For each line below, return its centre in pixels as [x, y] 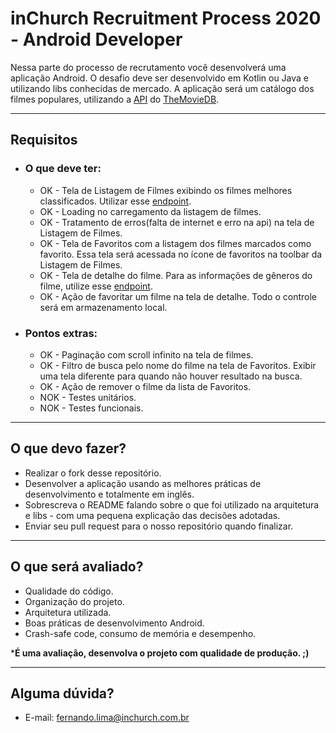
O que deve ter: [63, 169]
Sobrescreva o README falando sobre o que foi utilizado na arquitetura [172, 504]
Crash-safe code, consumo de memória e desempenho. [140, 633]
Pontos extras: [61, 333]
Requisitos [44, 140]
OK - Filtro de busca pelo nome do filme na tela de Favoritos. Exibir [178, 365]
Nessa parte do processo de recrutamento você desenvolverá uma [148, 67]
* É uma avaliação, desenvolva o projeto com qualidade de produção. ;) [160, 653]
